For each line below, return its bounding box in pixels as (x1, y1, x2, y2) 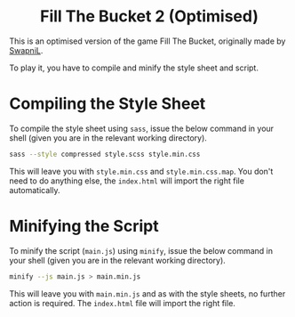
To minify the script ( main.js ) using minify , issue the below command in (9, 245, 274, 256)
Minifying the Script (9, 215, 159, 236)
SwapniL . (9, 45, 44, 55)
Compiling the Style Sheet (9, 93, 206, 114)
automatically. (9, 184, 60, 195)
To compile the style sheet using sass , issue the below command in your (9, 123, 274, 134)
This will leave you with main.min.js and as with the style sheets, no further (9, 288, 286, 299)
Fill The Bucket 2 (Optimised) (39, 6, 259, 27)
